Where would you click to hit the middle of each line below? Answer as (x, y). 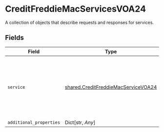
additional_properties (34, 122)
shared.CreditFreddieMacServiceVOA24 (111, 87)
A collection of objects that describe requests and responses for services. (80, 22)
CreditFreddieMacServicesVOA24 (76, 9)
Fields (15, 38)
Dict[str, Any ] (80, 122)
